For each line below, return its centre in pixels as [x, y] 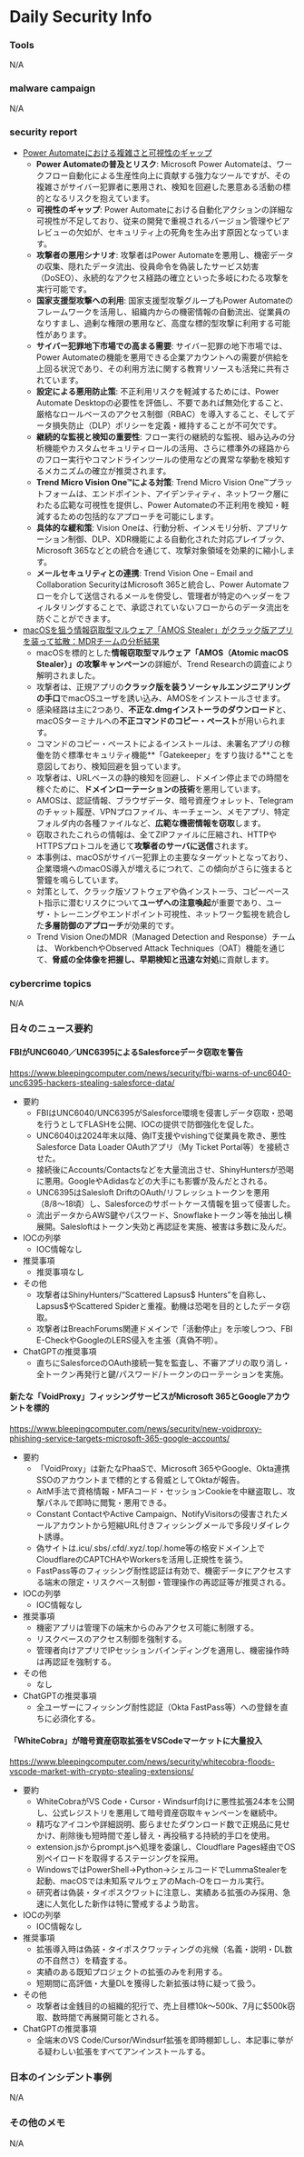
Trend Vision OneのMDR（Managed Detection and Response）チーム [166, 937]
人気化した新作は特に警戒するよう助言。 [128, 1903]
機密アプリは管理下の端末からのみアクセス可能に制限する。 [147, 1627]
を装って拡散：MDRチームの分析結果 [91, 642]
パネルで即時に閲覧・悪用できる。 [108, 1503]
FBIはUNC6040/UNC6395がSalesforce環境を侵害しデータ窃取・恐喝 [165, 1113]
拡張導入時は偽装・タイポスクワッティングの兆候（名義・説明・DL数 [164, 1949]
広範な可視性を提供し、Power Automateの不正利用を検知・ [171, 505]
